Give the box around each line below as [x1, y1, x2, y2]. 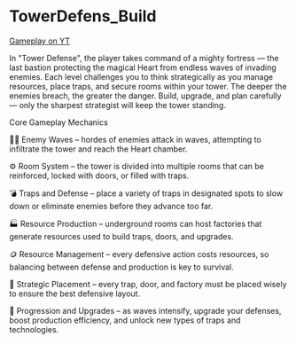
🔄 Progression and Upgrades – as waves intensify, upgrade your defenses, [9, 305, 282, 316]
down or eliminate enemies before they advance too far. [9, 200, 214, 211]
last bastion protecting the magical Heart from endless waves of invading [9, 62, 277, 73]
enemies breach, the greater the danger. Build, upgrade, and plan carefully [9, 90, 282, 101]
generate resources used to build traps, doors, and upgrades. [9, 231, 234, 241]
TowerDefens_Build [9, 6, 157, 27]
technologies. [9, 324, 59, 334]
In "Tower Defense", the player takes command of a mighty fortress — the [9, 52, 279, 63]
